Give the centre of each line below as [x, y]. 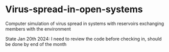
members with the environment [38, 29]
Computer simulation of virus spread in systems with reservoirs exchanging [85, 23]
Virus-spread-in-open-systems [74, 9]
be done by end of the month [36, 44]
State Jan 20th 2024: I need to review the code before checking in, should [83, 39]
